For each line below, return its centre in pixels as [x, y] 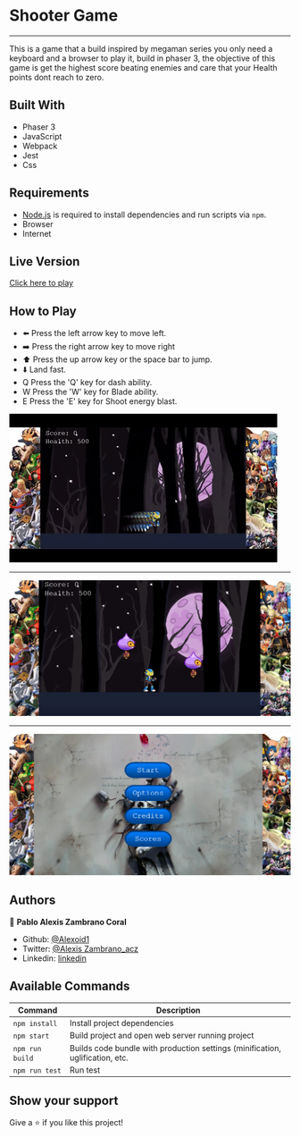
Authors [33, 901]
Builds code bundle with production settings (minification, [175, 1048]
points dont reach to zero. [57, 77]
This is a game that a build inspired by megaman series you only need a [141, 48]
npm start [31, 1036]
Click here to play [42, 283]
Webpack [40, 146]
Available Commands [70, 986]
